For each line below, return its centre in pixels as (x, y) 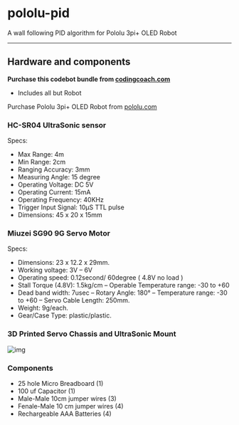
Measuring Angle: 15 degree (59, 177)
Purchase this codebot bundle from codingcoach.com (89, 79)
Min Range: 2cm (42, 162)
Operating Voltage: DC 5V (55, 185)
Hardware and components (69, 62)
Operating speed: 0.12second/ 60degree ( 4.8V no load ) (100, 278)
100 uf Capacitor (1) (47, 391)
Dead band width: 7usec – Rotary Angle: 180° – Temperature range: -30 (122, 293)
